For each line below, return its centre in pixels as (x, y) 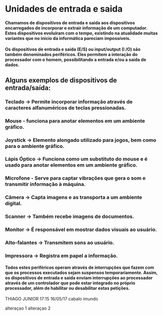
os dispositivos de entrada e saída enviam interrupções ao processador (79, 278)
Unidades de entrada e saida (64, 9)
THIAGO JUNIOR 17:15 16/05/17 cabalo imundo (52, 299)
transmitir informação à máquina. (45, 185)
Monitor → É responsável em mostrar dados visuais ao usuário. (81, 230)
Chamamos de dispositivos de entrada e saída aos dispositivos (70, 22)
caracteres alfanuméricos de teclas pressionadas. (66, 108)
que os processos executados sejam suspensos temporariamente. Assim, (81, 272)
